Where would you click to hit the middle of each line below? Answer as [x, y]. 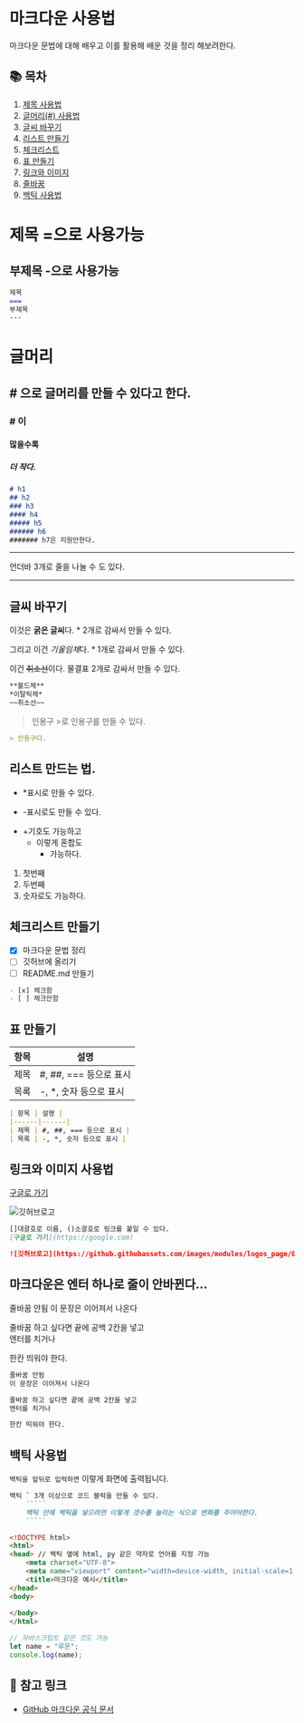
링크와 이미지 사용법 [62, 1170]
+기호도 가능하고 [52, 831]
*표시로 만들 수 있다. [58, 792]
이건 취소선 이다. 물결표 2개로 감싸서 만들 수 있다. [95, 669]
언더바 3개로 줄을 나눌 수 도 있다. [67, 566]
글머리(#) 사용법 [51, 115]
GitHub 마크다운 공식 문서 [68, 1708]
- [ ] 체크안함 [34, 999]
